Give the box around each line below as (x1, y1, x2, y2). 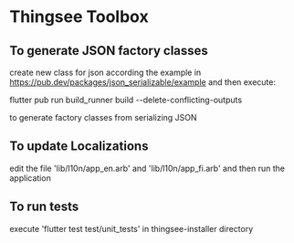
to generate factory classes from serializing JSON (9, 112, 198, 122)
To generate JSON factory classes (9, 43, 208, 58)
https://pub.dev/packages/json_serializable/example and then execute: (9, 77, 277, 88)
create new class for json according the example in (9, 67, 202, 78)
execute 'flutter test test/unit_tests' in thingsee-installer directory (9, 223, 254, 234)
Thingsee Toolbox (9, 6, 149, 27)
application (9, 172, 52, 184)
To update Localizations (9, 139, 149, 154)
